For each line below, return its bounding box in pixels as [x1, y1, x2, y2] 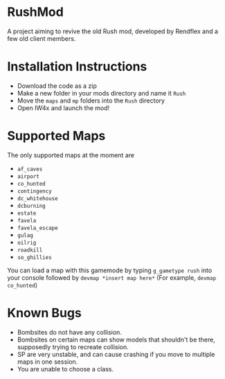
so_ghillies [17, 254, 52, 261]
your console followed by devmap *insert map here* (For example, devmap [7, 273, 217, 281]
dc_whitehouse [17, 195, 58, 202]
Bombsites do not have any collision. [17, 328, 123, 336]
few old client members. [7, 34, 76, 42]
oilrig [17, 239, 37, 246]
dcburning [17, 202, 46, 209]
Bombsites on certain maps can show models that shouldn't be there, [17, 335, 216, 344]
